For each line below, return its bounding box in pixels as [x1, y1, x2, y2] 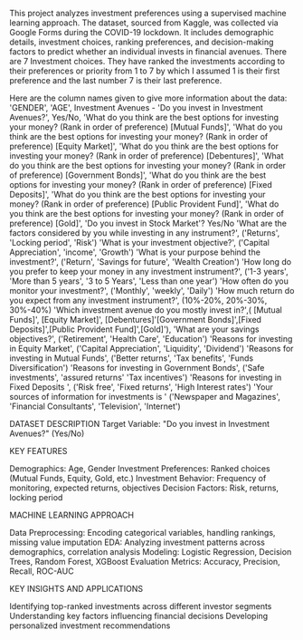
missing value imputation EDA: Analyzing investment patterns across [9, 537, 265, 548]
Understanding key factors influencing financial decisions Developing [9, 611, 269, 621]
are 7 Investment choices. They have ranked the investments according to [9, 56, 285, 66]
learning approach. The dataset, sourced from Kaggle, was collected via [9, 17, 279, 28]
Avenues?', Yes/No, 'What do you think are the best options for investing [9, 112, 279, 122]
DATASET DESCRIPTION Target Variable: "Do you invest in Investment [9, 419, 270, 429]
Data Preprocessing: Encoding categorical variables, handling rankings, [9, 528, 276, 538]
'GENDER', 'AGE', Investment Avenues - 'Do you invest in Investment [9, 102, 264, 112]
